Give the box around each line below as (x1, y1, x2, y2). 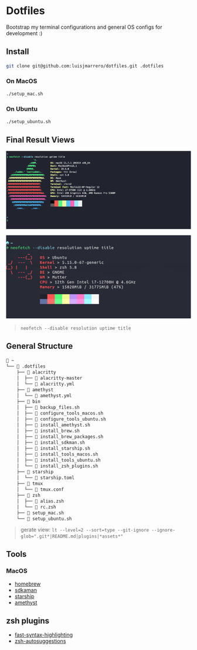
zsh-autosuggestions (14, 638, 66, 645)
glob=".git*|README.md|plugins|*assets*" (20, 533, 123, 539)
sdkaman (14, 586, 37, 593)
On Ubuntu (6, 104, 38, 113)
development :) (6, 29, 43, 36)
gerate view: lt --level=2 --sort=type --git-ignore (20, 526, 150, 533)
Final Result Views (6, 135, 75, 145)
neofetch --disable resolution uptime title (20, 325, 131, 332)
